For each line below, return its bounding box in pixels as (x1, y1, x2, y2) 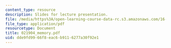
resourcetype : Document (5, 26, 56, 31)
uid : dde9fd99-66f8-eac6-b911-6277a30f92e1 (5, 35, 99, 40)
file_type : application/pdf (5, 21, 65, 26)
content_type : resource (5, 7, 56, 12)
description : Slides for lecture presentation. (5, 12, 108, 17)
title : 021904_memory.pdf (5, 30, 60, 35)
